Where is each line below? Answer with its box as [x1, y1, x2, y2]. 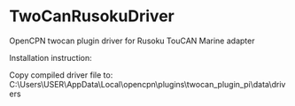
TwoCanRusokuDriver [9, 6, 175, 26]
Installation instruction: [9, 52, 92, 63]
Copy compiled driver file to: [9, 69, 113, 80]
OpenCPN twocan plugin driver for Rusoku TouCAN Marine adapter [9, 35, 255, 46]
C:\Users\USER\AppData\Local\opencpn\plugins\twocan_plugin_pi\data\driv [9, 79, 286, 89]
